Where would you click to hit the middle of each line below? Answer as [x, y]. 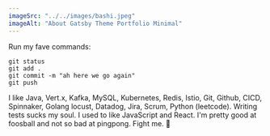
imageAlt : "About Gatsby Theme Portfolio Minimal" [95, 23]
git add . [25, 68]
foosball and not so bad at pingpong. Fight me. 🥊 [90, 123]
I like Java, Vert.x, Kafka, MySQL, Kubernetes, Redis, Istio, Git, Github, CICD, [135, 97]
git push [23, 83]
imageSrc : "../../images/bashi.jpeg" [72, 16]
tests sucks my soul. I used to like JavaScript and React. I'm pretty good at [133, 115]
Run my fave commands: [50, 46]
